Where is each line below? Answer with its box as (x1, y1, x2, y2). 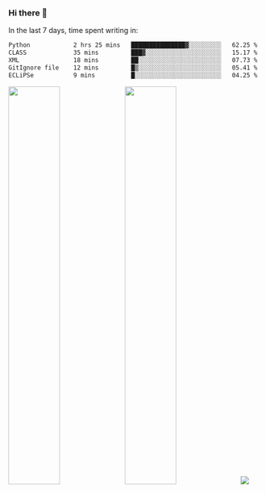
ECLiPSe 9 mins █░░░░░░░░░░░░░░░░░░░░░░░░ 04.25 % (8, 71, 258, 79)
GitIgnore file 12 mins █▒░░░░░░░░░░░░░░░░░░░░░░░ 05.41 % (8, 64, 258, 72)
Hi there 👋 (8, 7, 48, 19)
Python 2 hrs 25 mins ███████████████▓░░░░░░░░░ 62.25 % (8, 41, 258, 49)
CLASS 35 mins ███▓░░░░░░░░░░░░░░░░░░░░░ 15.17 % (8, 48, 258, 57)
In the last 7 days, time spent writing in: (8, 26, 139, 36)
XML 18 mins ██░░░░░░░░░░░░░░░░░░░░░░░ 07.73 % (8, 56, 258, 65)
